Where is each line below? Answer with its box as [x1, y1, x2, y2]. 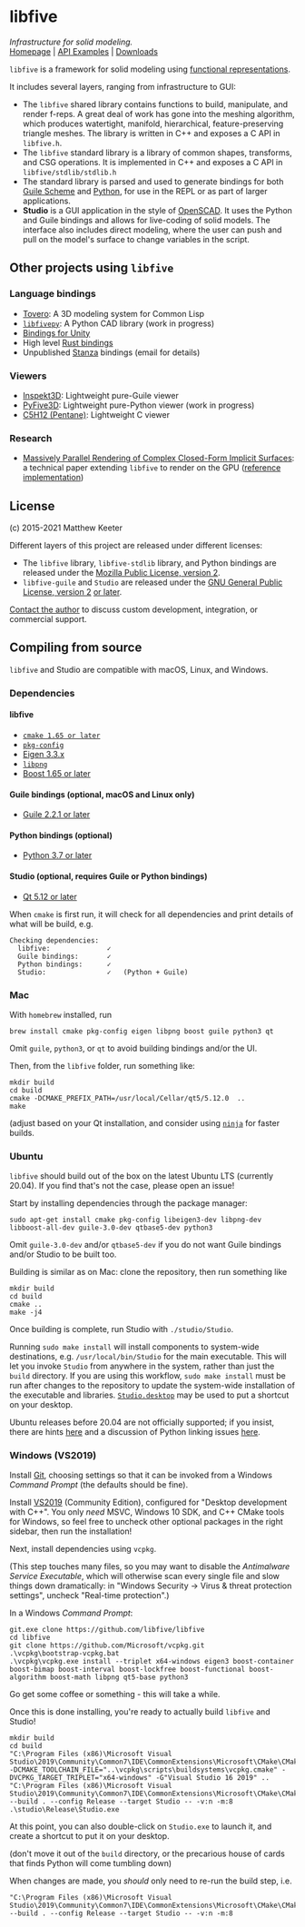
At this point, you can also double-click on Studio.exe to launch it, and [9, 1821, 272, 1832]
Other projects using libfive [9, 261, 174, 276]
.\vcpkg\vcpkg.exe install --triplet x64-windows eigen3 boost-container [9, 1657, 295, 1666]
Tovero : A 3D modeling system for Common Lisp [22, 308, 205, 319]
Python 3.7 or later [22, 850, 93, 861]
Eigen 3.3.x [22, 748, 65, 759]
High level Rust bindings [22, 337, 113, 348]
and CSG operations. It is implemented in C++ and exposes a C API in [22, 156, 283, 167]
